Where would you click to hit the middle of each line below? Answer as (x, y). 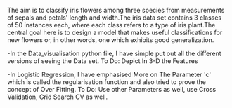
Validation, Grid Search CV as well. (57, 97)
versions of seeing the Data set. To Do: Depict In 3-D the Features (103, 61)
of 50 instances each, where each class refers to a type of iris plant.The (111, 25)
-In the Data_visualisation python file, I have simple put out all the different (114, 53)
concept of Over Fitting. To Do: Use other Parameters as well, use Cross (112, 89)
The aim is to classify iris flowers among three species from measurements (116, 10)
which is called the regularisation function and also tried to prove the (107, 82)
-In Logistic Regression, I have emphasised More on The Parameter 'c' (109, 74)
